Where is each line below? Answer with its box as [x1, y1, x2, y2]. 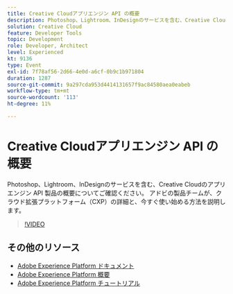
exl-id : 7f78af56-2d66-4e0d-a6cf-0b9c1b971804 [7, 68, 144, 75]
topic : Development [7, 36, 64, 43]
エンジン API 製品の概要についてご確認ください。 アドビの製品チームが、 [7, 189, 216, 197]
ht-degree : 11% [7, 101, 51, 107]
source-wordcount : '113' [7, 94, 79, 101]
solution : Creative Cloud [7, 23, 82, 30]
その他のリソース [7, 242, 80, 254]
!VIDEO [24, 220, 45, 228]
